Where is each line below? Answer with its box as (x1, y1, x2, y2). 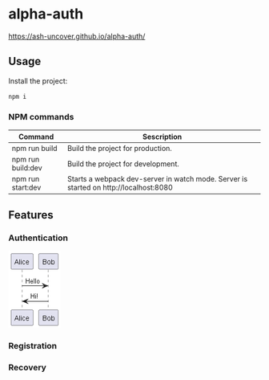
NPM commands (8, 111, 74, 122)
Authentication (8, 232, 68, 243)
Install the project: (8, 76, 68, 85)
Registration (8, 341, 58, 352)
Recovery (8, 362, 46, 374)
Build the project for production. (66, 143, 172, 153)
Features (8, 208, 54, 222)
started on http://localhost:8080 (66, 182, 174, 193)
